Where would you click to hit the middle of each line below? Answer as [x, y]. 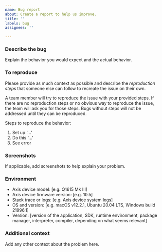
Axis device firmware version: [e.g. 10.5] [52, 195]
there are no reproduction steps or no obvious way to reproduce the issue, [80, 103]
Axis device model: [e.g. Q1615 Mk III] [50, 189]
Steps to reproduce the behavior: [38, 123]
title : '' [15, 19]
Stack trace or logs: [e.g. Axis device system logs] [62, 200]
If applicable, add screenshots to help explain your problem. [65, 166]
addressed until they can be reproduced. [46, 114]
